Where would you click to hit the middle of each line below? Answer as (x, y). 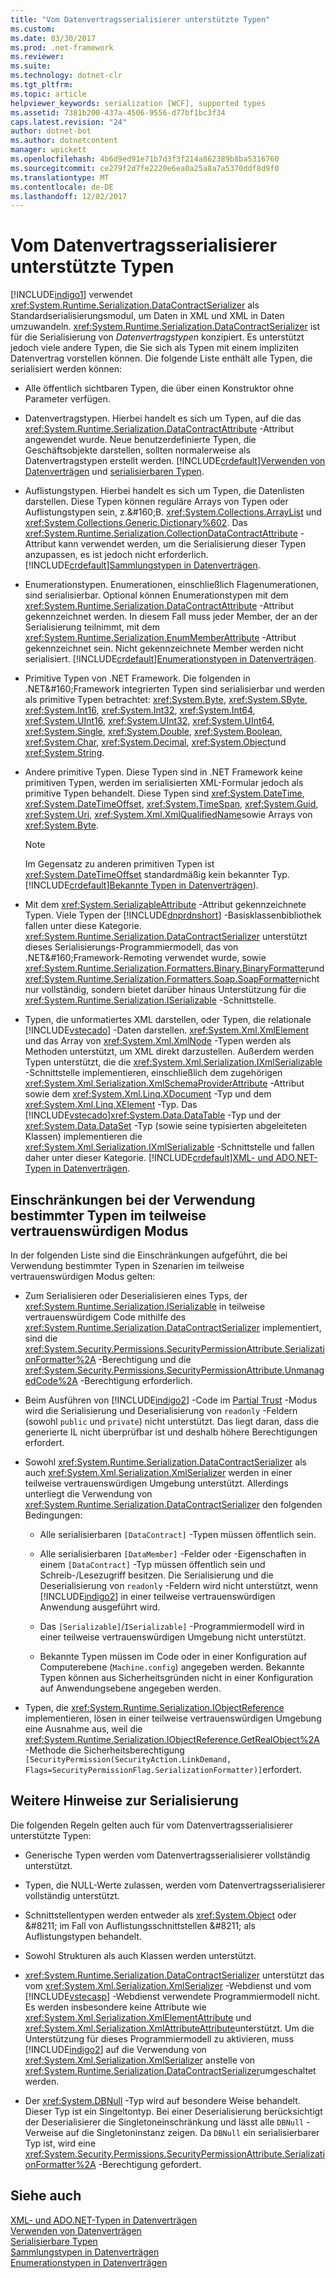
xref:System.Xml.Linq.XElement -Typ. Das (111, 1105)
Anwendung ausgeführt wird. (100, 1607)
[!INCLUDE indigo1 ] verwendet (71, 295)
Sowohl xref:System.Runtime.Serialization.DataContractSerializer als (165, 1462)
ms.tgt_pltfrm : (42, 85)
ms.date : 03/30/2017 (53, 38)
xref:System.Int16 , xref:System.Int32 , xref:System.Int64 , (140, 710)
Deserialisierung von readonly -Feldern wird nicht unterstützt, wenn (178, 1585)
